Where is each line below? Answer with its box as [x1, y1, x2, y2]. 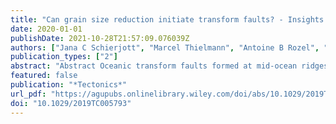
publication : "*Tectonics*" [10, 80, 128, 90]
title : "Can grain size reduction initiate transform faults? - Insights [10, 14, 325, 25]
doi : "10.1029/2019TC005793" [10, 98, 132, 108]
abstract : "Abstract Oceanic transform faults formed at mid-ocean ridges [10, 61, 329, 71]
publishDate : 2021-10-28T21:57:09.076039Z [10, 33, 190, 43]
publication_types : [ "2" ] [10, 52, 118, 62]
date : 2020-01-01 [10, 24, 83, 34]
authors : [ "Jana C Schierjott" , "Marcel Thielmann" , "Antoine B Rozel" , [10, 42, 320, 53]
